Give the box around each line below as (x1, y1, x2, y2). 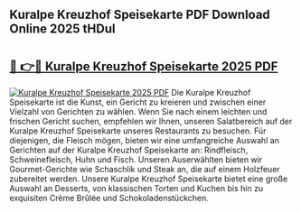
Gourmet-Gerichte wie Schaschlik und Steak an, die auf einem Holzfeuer (9, 164, 280, 174)
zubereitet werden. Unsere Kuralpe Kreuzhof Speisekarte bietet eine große (9, 173, 288, 184)
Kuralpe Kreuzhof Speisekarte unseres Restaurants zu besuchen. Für (9, 125, 267, 136)
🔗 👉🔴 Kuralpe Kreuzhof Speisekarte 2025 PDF (9, 59, 278, 74)
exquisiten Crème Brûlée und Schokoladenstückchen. (9, 193, 210, 203)
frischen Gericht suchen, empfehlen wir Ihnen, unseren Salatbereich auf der (9, 116, 293, 126)
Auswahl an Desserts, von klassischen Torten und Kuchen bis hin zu (9, 183, 264, 193)
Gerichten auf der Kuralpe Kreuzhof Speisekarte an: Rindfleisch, (9, 144, 249, 155)
